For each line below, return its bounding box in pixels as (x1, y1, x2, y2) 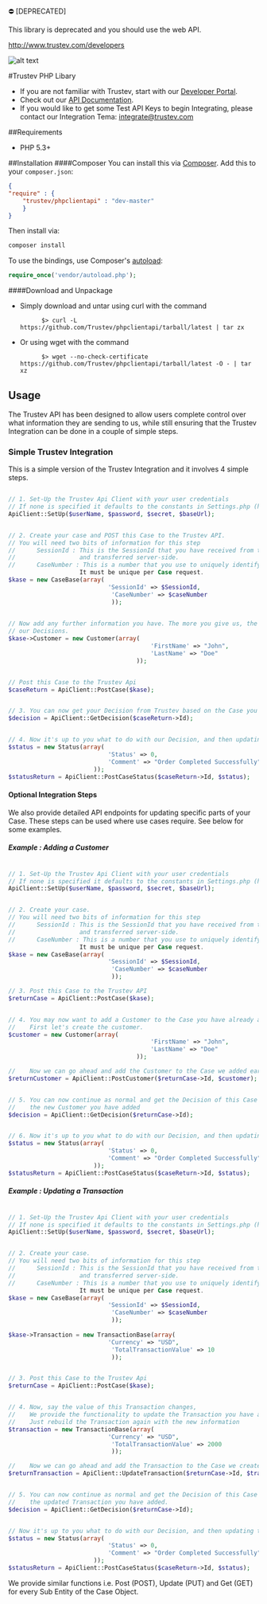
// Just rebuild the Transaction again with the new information (8, 1418, 240, 1426)
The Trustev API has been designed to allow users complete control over (8, 409, 246, 419)
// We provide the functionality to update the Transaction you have (8, 1410, 254, 1418)
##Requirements (8, 127, 63, 137)
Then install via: (8, 226, 60, 236)
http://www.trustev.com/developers (8, 41, 125, 49)
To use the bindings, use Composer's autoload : (8, 256, 163, 265)
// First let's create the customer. (8, 1023, 145, 1031)
